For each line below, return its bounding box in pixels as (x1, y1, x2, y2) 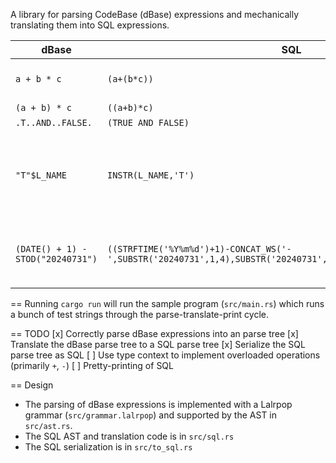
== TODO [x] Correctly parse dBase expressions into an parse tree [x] (10, 328, 299, 339)
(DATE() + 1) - (15, 244, 88, 254)
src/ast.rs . (24, 420, 73, 431)
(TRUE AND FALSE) (106, 117, 190, 128)
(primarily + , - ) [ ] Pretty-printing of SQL (10, 360, 174, 371)
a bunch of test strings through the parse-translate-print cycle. (10, 309, 270, 320)
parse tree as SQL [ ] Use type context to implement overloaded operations (10, 349, 321, 361)
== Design (10, 379, 54, 391)
